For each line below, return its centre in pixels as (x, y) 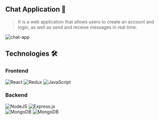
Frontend (17, 71)
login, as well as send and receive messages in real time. (77, 27)
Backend (17, 95)
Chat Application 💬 (36, 9)
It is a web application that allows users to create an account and (86, 21)
